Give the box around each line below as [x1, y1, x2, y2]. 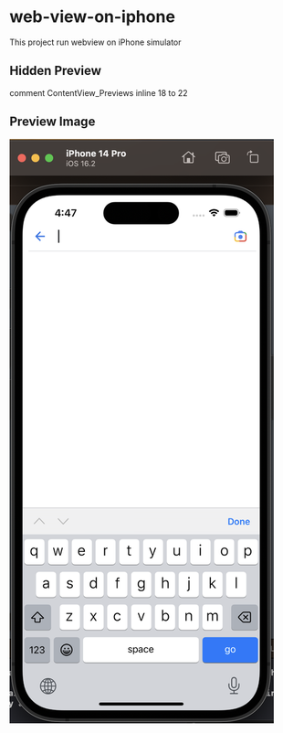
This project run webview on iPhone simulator [9, 37, 182, 48]
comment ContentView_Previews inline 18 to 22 [9, 87, 189, 98]
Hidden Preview [9, 63, 102, 79]
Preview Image [9, 114, 96, 130]
